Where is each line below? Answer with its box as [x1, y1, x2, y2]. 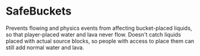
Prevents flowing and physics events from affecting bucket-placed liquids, [5, 24, 193, 32]
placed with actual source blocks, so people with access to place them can [5, 37, 195, 44]
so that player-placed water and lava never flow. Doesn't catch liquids [5, 30, 181, 38]
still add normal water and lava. [5, 44, 85, 51]
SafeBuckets [5, 4, 72, 18]
